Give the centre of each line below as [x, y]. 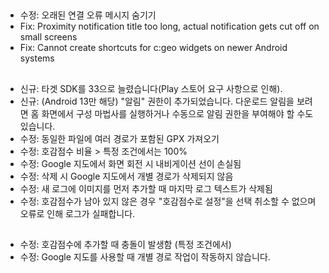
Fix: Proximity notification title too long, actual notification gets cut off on [169, 26]
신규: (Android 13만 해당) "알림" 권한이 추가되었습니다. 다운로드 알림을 [157, 101]
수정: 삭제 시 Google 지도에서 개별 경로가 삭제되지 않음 [126, 176]
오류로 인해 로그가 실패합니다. [77, 213]
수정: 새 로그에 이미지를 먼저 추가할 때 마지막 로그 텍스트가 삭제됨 [146, 188]
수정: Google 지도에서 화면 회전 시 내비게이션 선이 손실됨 [130, 163]
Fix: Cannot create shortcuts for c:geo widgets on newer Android [153, 48]
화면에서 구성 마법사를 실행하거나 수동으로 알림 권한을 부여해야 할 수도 [177, 113]
